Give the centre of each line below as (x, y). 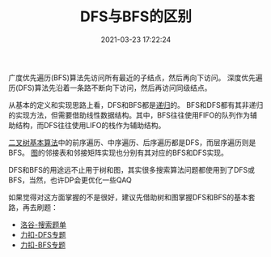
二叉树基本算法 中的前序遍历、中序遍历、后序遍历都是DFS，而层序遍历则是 (132, 142)
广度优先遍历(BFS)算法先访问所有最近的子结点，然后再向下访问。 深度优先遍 (135, 77)
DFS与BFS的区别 (136, 17)
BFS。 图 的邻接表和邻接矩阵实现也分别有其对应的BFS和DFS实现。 (119, 152)
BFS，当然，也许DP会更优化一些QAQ (70, 180)
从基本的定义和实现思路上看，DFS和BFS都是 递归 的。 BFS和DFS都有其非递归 (136, 105)
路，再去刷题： (33, 207)
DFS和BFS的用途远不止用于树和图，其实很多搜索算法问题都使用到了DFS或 (132, 169)
